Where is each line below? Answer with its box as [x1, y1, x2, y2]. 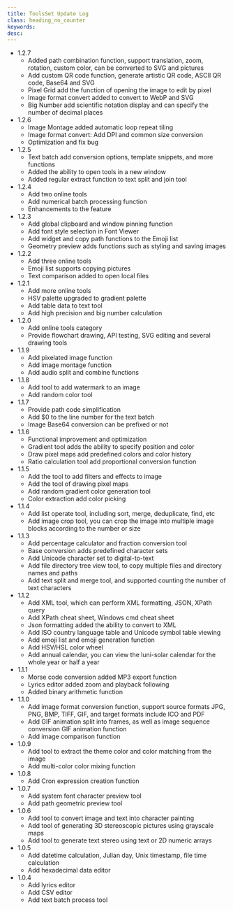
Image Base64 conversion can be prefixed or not [27, 420, 169, 429]
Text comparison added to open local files [27, 272, 149, 280]
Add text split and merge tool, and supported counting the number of [27, 576, 227, 584]
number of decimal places [27, 108, 103, 117]
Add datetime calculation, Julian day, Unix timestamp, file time [27, 851, 207, 860]
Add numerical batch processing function [27, 197, 148, 206]
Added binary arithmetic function [27, 688, 123, 696]
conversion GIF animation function [27, 725, 127, 733]
